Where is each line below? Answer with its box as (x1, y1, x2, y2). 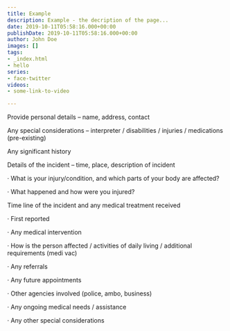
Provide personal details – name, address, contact (7, 113, 150, 122)
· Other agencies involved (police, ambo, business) (7, 289, 152, 298)
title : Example (7, 10, 51, 17)
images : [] (7, 42, 39, 49)
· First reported (7, 215, 50, 223)
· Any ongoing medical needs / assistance (7, 303, 127, 312)
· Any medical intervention (7, 228, 82, 236)
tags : (7, 49, 23, 56)
